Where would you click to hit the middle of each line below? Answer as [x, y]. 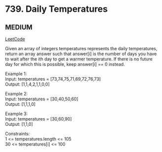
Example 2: [16, 94]
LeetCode [15, 39]
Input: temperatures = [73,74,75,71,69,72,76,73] [53, 79]
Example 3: [16, 114]
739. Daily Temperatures [56, 9]
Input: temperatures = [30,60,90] [39, 119]
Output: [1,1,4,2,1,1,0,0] [28, 84]
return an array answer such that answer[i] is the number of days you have [81, 54]
